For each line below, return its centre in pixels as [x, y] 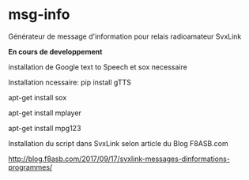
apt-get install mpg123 [45, 128]
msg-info [39, 15]
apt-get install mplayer [45, 113]
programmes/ [30, 167]
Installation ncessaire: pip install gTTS [70, 82]
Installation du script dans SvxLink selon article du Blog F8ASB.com [118, 143]
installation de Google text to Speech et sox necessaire [98, 67]
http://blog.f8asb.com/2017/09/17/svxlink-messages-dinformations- [119, 159]
